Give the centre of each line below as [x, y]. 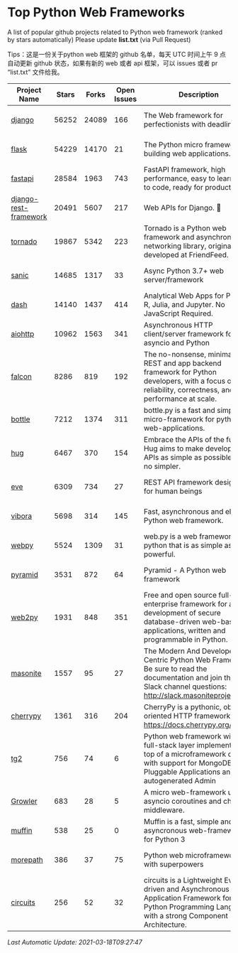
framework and [169, 237]
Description [199, 95]
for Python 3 [165, 839]
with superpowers [174, 864]
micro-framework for [179, 419]
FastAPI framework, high [185, 169]
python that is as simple [183, 545]
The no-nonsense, [175, 354]
